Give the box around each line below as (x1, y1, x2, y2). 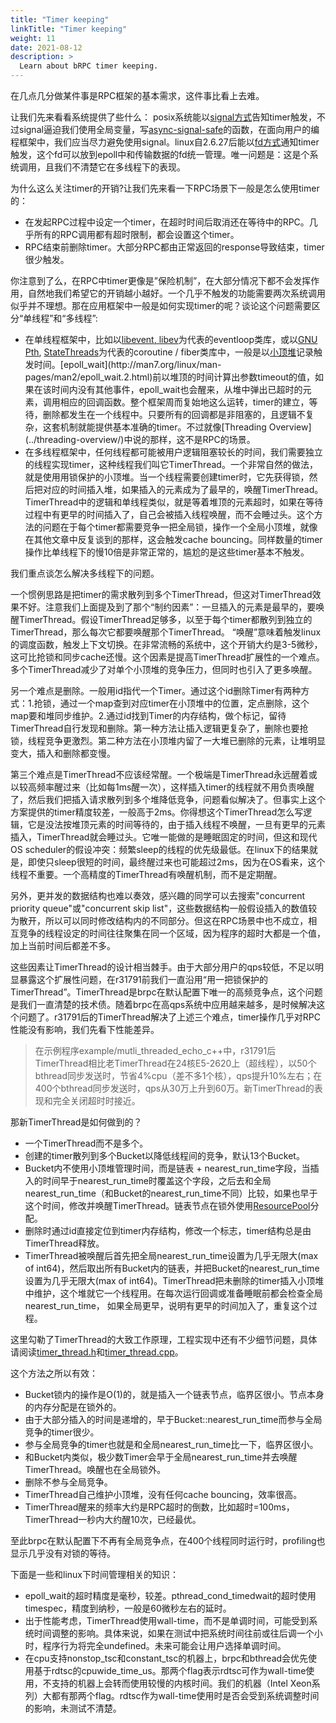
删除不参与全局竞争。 (24, 1476, 113, 1488)
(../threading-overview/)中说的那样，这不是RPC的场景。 (24, 434, 256, 445)
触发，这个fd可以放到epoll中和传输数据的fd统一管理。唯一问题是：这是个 (10, 149, 310, 160)
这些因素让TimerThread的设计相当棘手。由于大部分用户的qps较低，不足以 (10, 961, 315, 973)
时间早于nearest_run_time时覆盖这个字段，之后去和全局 (42, 1175, 272, 1186)
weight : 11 (10, 33, 56, 43)
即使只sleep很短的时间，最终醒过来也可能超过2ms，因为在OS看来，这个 (27, 856, 326, 868)
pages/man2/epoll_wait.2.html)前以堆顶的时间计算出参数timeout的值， (24, 371, 315, 383)
